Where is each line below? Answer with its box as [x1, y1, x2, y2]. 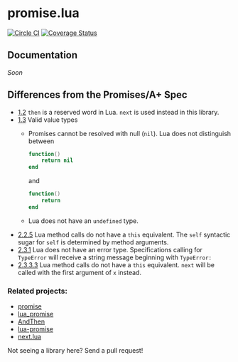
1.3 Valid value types [17, 115, 78, 124]
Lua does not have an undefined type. [28, 216, 139, 225]
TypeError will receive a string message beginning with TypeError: [17, 253, 212, 262]
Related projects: [7, 286, 67, 296]
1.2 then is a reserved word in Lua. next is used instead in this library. [17, 108, 220, 116]
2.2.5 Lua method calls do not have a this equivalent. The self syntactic [17, 230, 231, 239]
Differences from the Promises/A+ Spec [7, 89, 188, 101]
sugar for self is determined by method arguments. [17, 237, 169, 247]
